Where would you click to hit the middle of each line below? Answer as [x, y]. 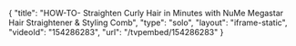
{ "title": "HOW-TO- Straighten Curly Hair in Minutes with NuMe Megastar [146, 13]
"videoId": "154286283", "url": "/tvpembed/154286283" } [116, 32]
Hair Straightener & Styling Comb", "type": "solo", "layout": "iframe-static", [148, 23]
